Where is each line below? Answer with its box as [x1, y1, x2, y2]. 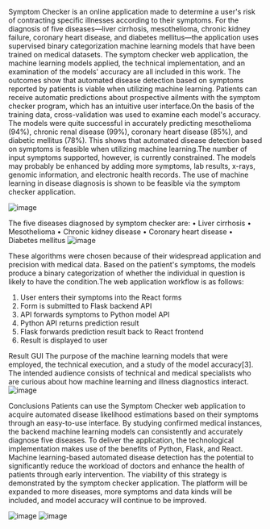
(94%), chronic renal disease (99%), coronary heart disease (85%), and [8, 127, 248, 136]
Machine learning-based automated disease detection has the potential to [8, 452, 254, 462]
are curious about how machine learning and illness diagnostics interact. [8, 377, 249, 386]
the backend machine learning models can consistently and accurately [8, 427, 243, 436]
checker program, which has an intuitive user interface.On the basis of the [8, 101, 255, 111]
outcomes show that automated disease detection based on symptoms [8, 76, 244, 85]
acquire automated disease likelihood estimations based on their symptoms [8, 409, 260, 419]
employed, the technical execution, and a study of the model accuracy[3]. [8, 359, 254, 369]
